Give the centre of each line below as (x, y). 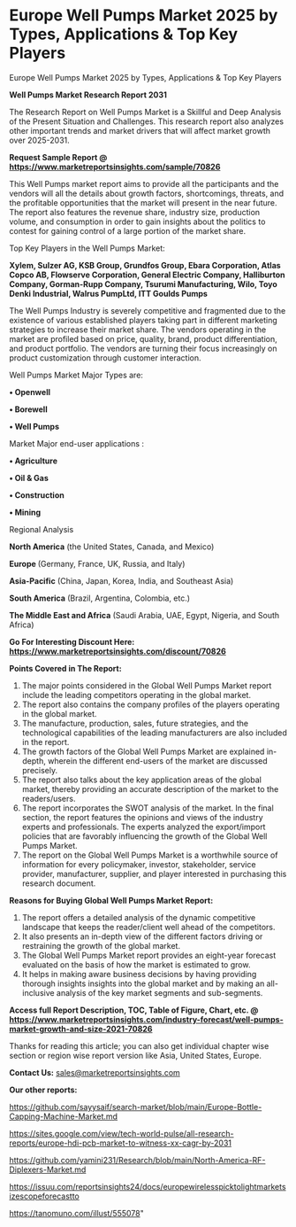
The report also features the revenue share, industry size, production (135, 212)
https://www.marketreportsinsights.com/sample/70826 (115, 167)
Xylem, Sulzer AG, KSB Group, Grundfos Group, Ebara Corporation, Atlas (145, 265)
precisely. (40, 770)
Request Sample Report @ (58, 157)
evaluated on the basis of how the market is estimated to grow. (136, 964)
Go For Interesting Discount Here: (72, 641)
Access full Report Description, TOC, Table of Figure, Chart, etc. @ (134, 1010)
